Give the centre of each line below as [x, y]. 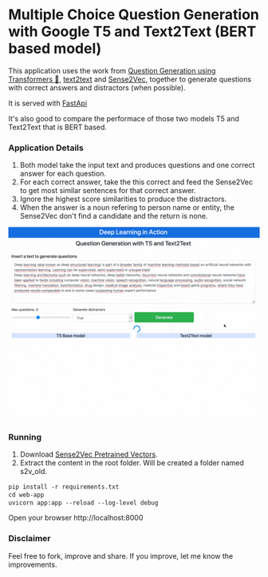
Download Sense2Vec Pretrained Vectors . [89, 454]
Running [25, 437]
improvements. [33, 564]
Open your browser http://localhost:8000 [76, 518]
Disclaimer [30, 539]
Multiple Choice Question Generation [134, 15]
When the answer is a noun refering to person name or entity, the [127, 207]
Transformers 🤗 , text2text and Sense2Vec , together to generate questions [130, 79]
